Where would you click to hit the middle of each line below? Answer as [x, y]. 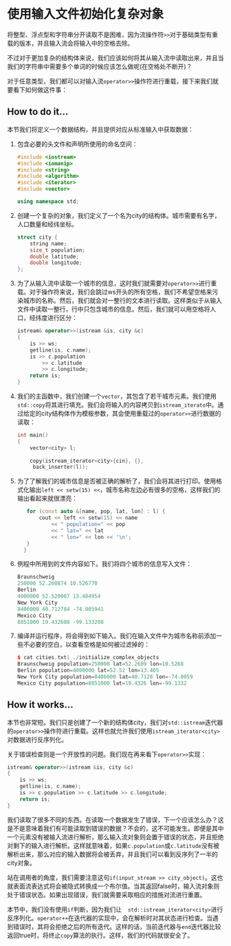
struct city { [37, 237]
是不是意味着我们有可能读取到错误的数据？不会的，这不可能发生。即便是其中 [115, 828]
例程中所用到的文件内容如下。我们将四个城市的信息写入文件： [104, 564]
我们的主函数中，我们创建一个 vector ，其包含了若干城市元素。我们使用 [117, 396]
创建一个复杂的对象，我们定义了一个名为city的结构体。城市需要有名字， [119, 215]
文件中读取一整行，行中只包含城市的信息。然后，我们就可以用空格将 [113, 309]
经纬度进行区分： [53, 318]
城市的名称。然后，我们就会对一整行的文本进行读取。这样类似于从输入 [122, 301]
